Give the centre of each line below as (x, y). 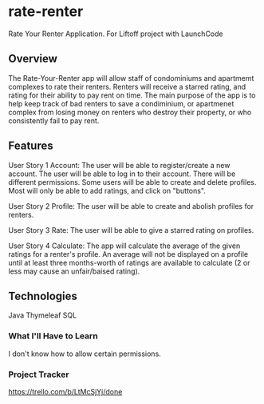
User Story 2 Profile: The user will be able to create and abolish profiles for (131, 206)
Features (31, 146)
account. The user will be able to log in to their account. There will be (122, 174)
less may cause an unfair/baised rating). (74, 271)
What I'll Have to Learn (53, 336)
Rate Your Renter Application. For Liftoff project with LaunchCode (116, 34)
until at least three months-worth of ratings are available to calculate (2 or (129, 262)
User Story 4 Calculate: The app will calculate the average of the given (124, 246)
